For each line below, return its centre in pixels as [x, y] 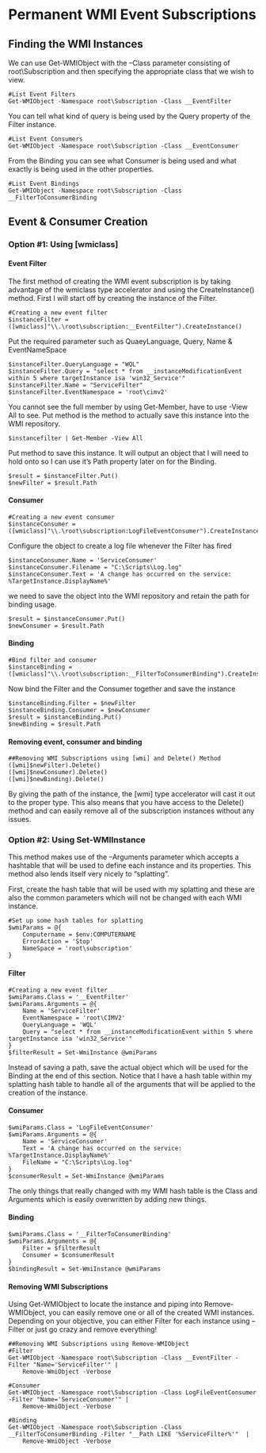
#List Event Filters [42, 94]
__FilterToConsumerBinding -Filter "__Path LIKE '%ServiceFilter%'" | [129, 1435]
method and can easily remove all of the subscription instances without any [131, 811]
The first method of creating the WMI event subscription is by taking [120, 281]
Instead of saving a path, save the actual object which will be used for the [128, 1067]
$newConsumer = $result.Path [56, 626]
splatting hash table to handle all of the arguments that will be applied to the [132, 1084]
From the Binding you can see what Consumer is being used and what [123, 161]
